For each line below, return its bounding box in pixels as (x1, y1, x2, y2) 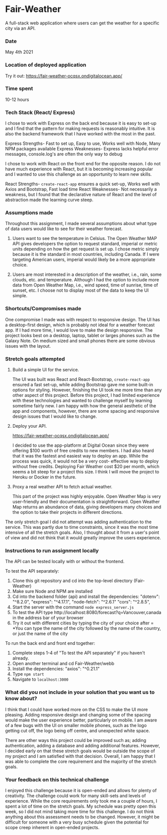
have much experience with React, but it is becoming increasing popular (5, 166, 153, 172)
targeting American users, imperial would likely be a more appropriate (12, 256, 156, 262)
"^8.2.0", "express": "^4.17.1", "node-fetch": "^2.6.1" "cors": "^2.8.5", (12, 599, 151, 605)
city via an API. (5, 25, 36, 31)
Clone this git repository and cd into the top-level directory (12, 578, 133, 584)
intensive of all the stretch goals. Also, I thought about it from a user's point (5, 529, 160, 536)
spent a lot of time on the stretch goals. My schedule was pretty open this (5, 803, 157, 809)
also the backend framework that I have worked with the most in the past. (5, 131, 156, 137)
